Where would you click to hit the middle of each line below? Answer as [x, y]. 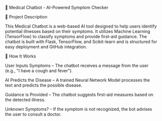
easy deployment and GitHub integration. [46, 47]
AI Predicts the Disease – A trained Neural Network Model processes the [78, 80]
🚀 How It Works [21, 56]
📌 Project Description [26, 17]
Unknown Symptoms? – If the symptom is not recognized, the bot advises [79, 109]
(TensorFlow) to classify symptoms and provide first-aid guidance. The [76, 37]
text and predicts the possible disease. [44, 85]
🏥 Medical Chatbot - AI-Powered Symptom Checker [57, 8]
